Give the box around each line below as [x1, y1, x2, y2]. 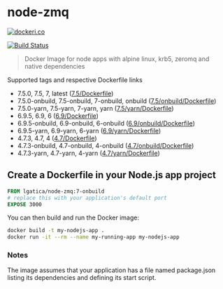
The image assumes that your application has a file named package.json [7, 266, 216, 274]
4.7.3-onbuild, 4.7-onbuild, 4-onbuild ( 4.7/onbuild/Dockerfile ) [17, 141, 194, 149]
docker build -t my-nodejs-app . [7, 227, 105, 234]
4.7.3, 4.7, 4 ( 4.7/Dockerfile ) [17, 134, 97, 142]
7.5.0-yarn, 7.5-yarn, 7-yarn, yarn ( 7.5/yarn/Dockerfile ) [17, 104, 174, 112]
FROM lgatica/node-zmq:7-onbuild [7, 187, 105, 195]
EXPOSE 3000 [7, 201, 42, 208]
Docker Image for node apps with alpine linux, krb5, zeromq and [24, 54, 210, 63]
